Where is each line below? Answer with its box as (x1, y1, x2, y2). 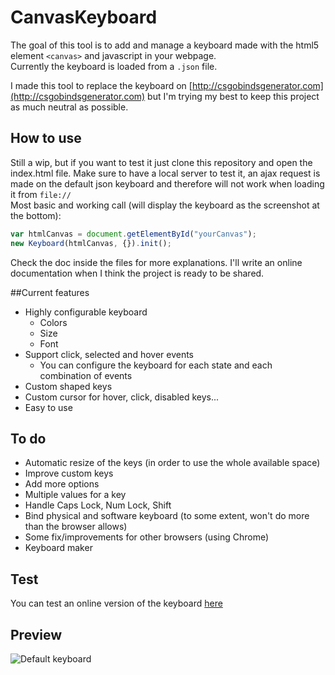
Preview (10, 626, 63, 643)
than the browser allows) (24, 521, 128, 533)
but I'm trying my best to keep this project (147, 90, 320, 102)
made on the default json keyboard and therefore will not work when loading (10, 177, 325, 190)
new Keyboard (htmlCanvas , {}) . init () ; (10, 238, 172, 248)
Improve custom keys (24, 467, 114, 480)
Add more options (24, 478, 100, 490)
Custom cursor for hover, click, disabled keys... (24, 391, 220, 403)
